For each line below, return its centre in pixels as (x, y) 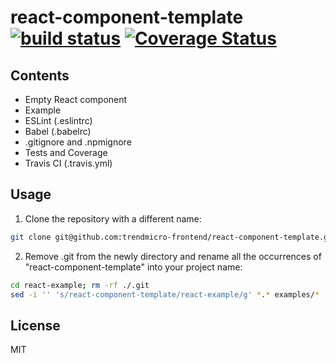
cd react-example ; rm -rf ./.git (80, 285)
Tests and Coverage (66, 152)
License (35, 325)
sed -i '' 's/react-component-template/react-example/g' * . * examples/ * (165, 294)
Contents (40, 75)
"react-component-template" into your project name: (133, 267)
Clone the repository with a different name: (113, 218)
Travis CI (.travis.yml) (68, 163)
